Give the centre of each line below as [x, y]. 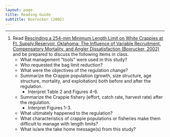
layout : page [19, 10]
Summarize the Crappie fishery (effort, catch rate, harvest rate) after [91, 97]
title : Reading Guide [28, 15]
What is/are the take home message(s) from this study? [78, 129]
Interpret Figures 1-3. [50, 108]
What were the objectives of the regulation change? [74, 71]
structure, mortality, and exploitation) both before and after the [85, 81]
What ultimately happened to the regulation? [66, 113]
